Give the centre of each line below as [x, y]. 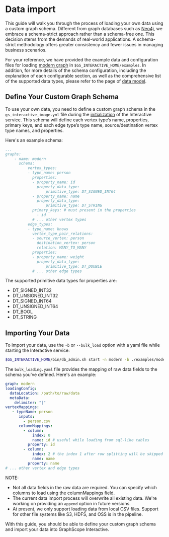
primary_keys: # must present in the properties [84, 210]
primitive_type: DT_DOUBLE [74, 266]
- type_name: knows [48, 229]
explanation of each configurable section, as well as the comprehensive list [83, 75]
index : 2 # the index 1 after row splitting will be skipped [98, 454]
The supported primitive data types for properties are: [61, 281]
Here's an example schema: [34, 140]
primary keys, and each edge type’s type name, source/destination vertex [81, 125]
